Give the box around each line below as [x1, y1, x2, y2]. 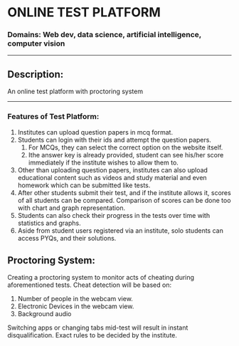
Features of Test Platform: [7, 112, 100, 122]
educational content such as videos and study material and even [17, 173, 208, 182]
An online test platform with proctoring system [7, 87, 144, 96]
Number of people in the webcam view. [17, 295, 133, 303]
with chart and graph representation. [17, 204, 126, 212]
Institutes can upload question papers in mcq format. [17, 127, 173, 136]
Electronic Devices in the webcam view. [17, 302, 134, 310]
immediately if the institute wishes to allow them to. [28, 158, 179, 167]
